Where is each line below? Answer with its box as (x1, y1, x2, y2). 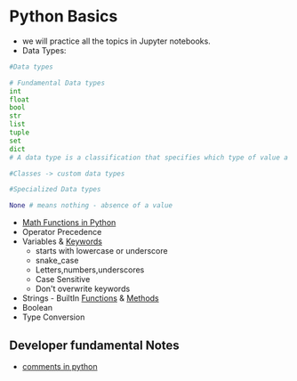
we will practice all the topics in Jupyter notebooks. (21, 36, 211, 46)
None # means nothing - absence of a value (9, 201, 173, 210)
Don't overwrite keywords (35, 283, 131, 295)
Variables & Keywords (21, 236, 102, 247)
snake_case (35, 255, 79, 266)
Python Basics (9, 6, 118, 27)
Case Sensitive (35, 274, 91, 285)
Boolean (21, 303, 53, 313)
